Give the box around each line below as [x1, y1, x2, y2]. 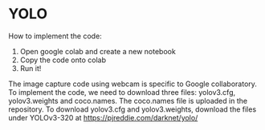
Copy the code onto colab [19, 55, 107, 65]
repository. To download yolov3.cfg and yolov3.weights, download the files [8, 104, 257, 114]
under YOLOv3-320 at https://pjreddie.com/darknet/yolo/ [8, 112, 198, 122]
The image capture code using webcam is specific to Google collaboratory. [8, 79, 257, 89]
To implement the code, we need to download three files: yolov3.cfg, [8, 87, 236, 97]
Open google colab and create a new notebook [19, 46, 177, 56]
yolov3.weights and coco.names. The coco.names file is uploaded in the [8, 96, 247, 105]
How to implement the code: [8, 31, 102, 41]
